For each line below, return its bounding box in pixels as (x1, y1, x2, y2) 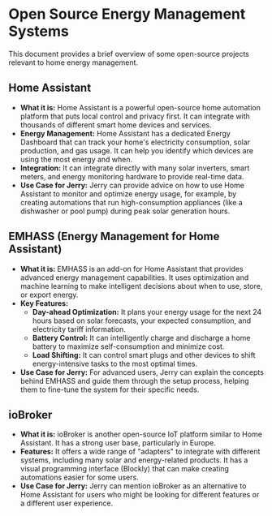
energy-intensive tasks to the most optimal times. (32, 359, 197, 368)
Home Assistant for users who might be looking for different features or (19, 490, 260, 500)
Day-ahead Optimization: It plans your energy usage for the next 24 (32, 307, 262, 316)
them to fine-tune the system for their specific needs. (19, 385, 200, 394)
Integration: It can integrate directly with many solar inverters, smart (19, 163, 250, 173)
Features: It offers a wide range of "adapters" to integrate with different (19, 447, 261, 457)
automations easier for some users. (19, 472, 140, 483)
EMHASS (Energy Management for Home (8, 230, 220, 243)
